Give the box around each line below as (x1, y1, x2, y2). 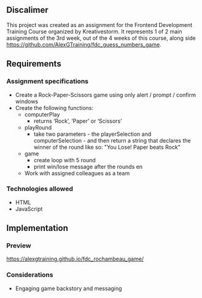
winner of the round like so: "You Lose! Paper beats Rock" (33, 143, 181, 151)
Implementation (6, 223, 69, 233)
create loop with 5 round (33, 156, 96, 163)
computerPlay (24, 111, 60, 118)
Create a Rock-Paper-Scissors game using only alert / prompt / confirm (15, 91, 196, 98)
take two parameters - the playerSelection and (33, 130, 152, 138)
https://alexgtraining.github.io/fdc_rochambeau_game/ (6, 255, 144, 263)
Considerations (6, 270, 53, 279)
